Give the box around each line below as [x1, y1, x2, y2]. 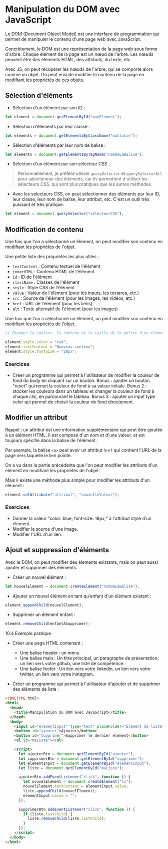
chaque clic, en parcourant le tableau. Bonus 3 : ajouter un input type [12, 393, 155, 399]
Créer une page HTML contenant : [12, 640, 83, 646]
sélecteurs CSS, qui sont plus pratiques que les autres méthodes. [17, 181, 152, 187]
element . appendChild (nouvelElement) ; [5, 602, 84, 607]
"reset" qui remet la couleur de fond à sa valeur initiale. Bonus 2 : [12, 382, 146, 389]
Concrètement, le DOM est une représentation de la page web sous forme [5, 46, 157, 52]
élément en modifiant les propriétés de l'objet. [5, 467, 100, 473]
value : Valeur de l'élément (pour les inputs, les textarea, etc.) [12, 290, 139, 296]
